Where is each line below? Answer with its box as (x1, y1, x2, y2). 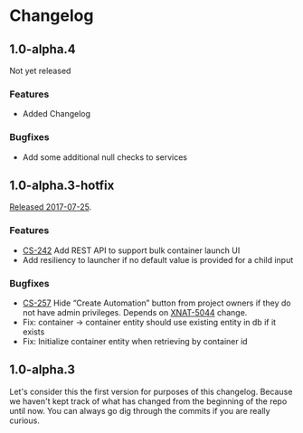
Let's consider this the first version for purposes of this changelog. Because (9, 386, 293, 397)
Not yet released (9, 65, 71, 76)
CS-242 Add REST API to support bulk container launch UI (22, 245, 241, 256)
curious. (9, 415, 41, 426)
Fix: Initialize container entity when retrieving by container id (22, 336, 248, 346)
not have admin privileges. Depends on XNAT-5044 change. (22, 307, 248, 317)
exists (22, 326, 45, 337)
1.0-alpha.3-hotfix (9, 177, 115, 193)
